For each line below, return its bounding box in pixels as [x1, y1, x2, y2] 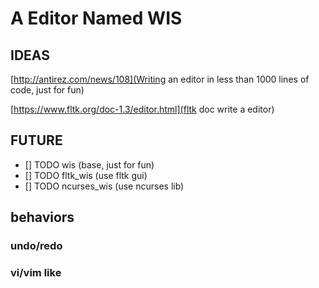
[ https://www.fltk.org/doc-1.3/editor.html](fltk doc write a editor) [10, 103, 275, 115]
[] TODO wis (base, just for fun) [24, 158, 155, 171]
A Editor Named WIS [10, 7, 183, 30]
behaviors [10, 209, 75, 226]
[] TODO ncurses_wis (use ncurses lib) [24, 180, 185, 192]
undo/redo [10, 239, 63, 253]
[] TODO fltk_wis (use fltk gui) [24, 169, 148, 181]
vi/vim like [10, 266, 62, 280]
